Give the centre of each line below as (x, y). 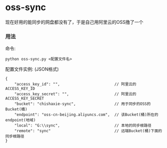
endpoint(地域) (21, 120)
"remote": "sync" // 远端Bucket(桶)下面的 (88, 131)
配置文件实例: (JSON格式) (32, 69)
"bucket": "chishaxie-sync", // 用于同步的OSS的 (82, 104)
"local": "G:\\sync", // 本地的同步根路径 (83, 126)
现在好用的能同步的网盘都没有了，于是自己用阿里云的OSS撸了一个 (74, 22)
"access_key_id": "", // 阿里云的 (75, 84)
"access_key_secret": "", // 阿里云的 (75, 94)
